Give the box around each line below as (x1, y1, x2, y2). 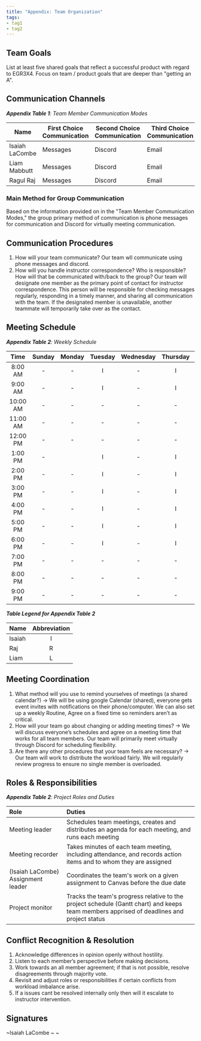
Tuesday (90, 352, 115, 361)
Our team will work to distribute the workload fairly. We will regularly (14, 754, 184, 761)
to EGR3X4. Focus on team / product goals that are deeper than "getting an (6, 70, 191, 77)
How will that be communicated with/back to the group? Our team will (14, 273, 187, 280)
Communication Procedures (6, 238, 114, 248)
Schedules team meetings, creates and (66, 818, 176, 826)
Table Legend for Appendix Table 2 (6, 610, 96, 617)
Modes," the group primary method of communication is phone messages (6, 214, 188, 222)
